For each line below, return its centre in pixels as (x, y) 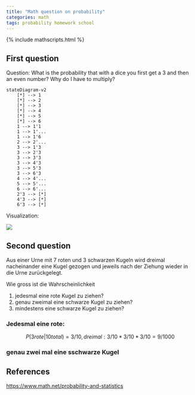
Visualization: (23, 216)
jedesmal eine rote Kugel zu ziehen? (59, 296)
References (28, 371)
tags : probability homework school (50, 23)
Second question (38, 246)
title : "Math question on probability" (56, 12)
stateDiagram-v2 (26, 90)
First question (32, 58)
